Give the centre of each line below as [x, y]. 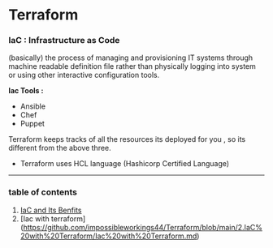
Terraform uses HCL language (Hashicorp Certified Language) [125, 164]
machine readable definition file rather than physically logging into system [132, 66]
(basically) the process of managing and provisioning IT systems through [131, 58]
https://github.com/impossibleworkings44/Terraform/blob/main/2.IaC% [143, 227]
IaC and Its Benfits [51, 210]
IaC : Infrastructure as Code [64, 41]
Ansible [33, 106]
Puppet [32, 124]
